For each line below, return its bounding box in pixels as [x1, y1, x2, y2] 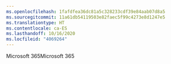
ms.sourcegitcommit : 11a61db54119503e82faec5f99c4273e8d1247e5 [6, 14, 166, 20]
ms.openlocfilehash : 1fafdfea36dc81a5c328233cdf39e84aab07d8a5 [6, 8, 166, 15]
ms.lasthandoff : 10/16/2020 [6, 31, 76, 37]
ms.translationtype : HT [6, 20, 65, 25]
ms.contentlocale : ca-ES [6, 25, 67, 31]
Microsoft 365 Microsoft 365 [6, 53, 75, 59]
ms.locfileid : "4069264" [6, 36, 67, 42]
